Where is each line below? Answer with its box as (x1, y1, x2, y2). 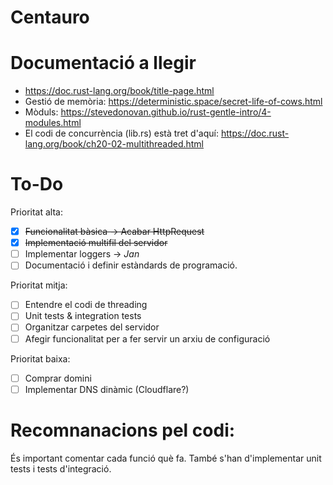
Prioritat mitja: (10, 279, 68, 291)
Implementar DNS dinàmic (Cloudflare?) (24, 383, 190, 395)
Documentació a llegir (10, 52, 197, 75)
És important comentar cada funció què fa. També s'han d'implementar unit (10, 452, 322, 464)
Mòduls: (24, 106, 59, 118)
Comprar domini (24, 372, 92, 384)
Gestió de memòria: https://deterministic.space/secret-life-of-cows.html (24, 96, 323, 108)
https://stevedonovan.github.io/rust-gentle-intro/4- (60, 106, 272, 118)
